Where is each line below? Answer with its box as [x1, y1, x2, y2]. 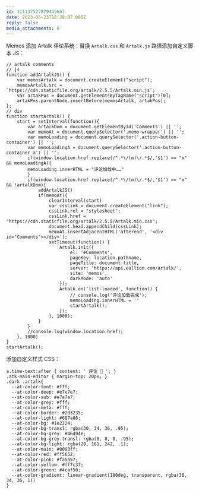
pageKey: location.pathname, [70, 255, 143, 261]
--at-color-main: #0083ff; [11, 446, 78, 452]
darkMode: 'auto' [70, 275, 113, 282]
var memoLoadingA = [27, 145, 76, 151]
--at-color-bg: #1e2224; [11, 420, 73, 426]
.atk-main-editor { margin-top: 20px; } [6, 373, 108, 380]
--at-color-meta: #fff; [11, 405, 70, 411]
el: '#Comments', [70, 250, 113, 256]
